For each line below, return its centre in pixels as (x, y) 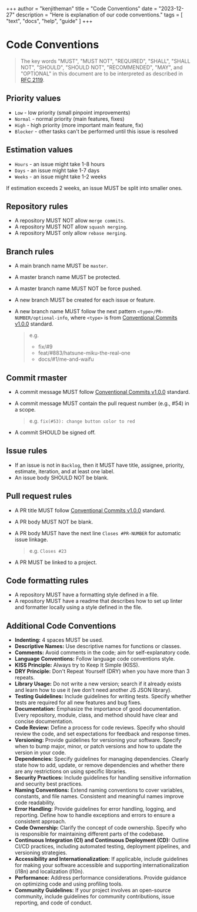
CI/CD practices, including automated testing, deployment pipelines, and (103, 847)
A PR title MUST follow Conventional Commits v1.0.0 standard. (90, 510)
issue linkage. (31, 539)
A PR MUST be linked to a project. (56, 562)
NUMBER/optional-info (41, 318)
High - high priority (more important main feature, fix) (79, 125)
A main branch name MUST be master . (61, 266)
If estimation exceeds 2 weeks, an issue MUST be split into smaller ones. (94, 188)
